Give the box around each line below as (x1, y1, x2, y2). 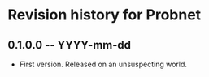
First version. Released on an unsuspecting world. (19, 59, 188, 69)
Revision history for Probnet (7, 6, 202, 24)
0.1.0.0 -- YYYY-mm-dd (7, 38, 132, 52)
